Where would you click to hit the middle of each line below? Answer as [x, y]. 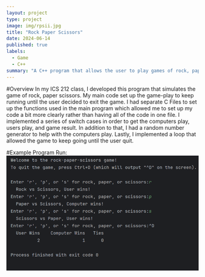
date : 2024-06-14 [28, 39]
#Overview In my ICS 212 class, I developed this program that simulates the [101, 89]
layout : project [27, 13]
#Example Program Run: [37, 152]
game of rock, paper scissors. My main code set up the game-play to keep [100, 95]
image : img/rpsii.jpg [34, 26]
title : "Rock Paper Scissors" [45, 32]
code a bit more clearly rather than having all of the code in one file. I [93, 114]
